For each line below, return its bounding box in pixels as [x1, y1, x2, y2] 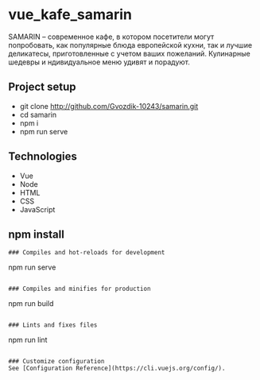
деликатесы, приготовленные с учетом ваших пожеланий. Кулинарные [8, 48, 250, 58]
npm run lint [8, 335, 48, 345]
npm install [8, 227, 65, 241]
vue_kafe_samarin [8, 6, 133, 24]
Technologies [8, 149, 78, 164]
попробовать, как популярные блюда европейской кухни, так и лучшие [8, 40, 253, 49]
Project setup [8, 80, 77, 94]
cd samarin [19, 110, 57, 119]
